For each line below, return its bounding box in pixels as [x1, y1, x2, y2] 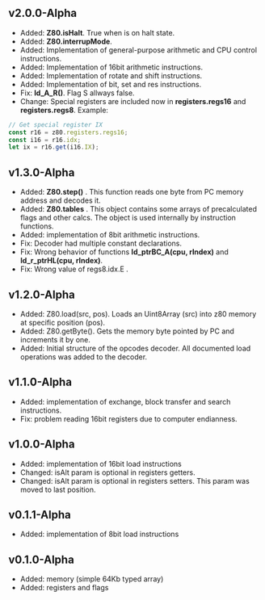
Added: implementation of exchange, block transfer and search [19, 397, 231, 406]
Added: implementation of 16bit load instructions [19, 459, 182, 468]
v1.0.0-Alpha [8, 438, 75, 451]
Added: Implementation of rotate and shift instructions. [19, 70, 203, 80]
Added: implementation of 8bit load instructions [19, 529, 179, 539]
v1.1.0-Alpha [8, 376, 73, 389]
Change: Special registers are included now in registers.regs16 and [19, 96, 246, 106]
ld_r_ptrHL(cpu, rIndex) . [19, 256, 103, 266]
